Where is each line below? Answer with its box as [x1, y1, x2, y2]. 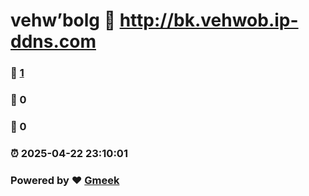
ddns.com [10, 30, 97, 53]
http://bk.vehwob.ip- [119, 9, 299, 32]
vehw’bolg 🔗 [10, 9, 116, 32]
